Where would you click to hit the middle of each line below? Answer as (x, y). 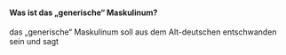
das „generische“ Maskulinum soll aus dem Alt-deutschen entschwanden (143, 32)
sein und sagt (34, 42)
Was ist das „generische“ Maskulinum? (83, 12)
